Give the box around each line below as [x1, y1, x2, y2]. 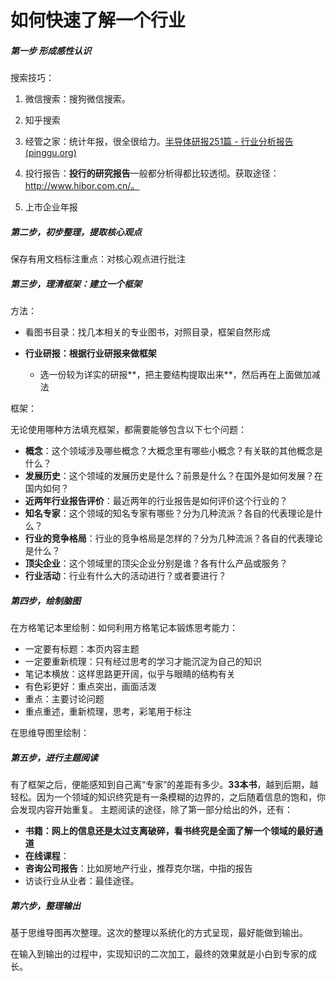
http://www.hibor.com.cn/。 [24, 180, 140, 192]
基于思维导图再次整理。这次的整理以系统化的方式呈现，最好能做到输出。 [10, 927, 308, 938]
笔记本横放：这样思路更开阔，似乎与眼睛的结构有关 [24, 668, 236, 680]
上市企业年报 [24, 201, 78, 213]
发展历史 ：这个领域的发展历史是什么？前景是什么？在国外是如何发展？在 [24, 470, 323, 482]
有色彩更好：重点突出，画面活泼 [24, 681, 157, 693]
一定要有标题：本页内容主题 [24, 643, 140, 655]
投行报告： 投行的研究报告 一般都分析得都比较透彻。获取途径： [24, 167, 280, 180]
